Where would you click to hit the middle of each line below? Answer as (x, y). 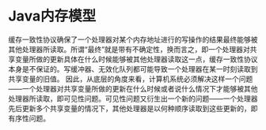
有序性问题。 (29, 118)
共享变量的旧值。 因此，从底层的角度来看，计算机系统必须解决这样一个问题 (131, 79)
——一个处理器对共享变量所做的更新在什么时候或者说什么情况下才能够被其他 (133, 88)
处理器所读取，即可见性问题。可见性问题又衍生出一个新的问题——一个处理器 (133, 98)
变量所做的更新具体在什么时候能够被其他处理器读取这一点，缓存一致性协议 (136, 59)
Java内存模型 (52, 16)
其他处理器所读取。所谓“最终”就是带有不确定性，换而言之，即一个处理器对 (129, 49)
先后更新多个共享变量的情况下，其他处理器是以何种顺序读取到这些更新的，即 (133, 108)
